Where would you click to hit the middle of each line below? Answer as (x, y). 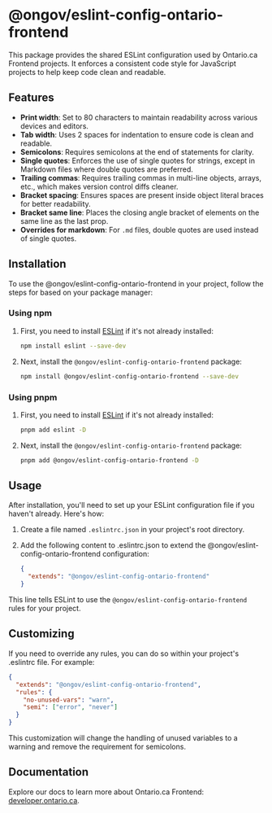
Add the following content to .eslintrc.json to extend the (113, 545)
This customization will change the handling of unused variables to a (123, 738)
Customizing (41, 634)
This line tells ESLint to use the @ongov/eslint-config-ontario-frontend (128, 600)
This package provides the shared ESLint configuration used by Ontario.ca (133, 55)
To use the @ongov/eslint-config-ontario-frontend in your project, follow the (136, 283)
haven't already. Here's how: (56, 514)
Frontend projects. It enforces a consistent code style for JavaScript (123, 63)
